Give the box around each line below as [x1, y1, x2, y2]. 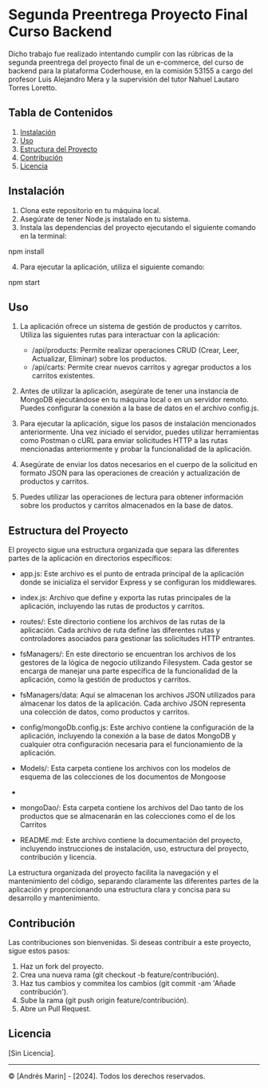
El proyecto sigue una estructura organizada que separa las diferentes [8, 545, 239, 555]
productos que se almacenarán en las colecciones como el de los [19, 812, 236, 821]
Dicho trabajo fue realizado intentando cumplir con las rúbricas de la [8, 49, 234, 58]
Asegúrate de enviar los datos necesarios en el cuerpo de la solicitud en [19, 460, 258, 469]
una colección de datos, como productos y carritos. [19, 707, 190, 717]
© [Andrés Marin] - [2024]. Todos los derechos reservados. [8, 1071, 206, 1081]
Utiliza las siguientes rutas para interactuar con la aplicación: [19, 330, 220, 340]
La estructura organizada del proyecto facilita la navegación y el [8, 868, 219, 877]
